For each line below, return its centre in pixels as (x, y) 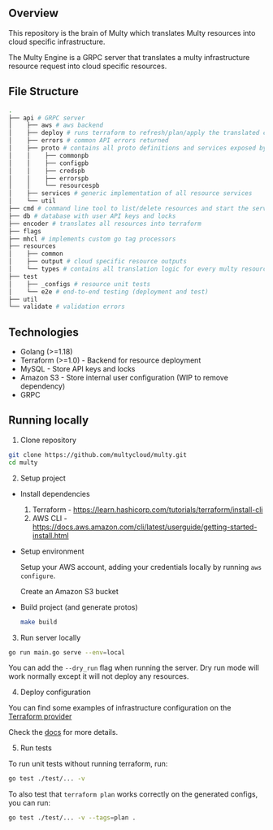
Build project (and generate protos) (79, 607)
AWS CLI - (50, 518)
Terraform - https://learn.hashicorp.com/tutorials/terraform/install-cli (147, 509)
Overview (34, 13)
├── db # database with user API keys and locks (92, 216)
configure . (38, 576)
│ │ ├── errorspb (49, 178)
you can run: (30, 803)
